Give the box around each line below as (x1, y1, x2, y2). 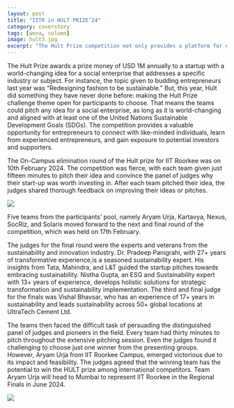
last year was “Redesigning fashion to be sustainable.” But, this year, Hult (7, 84, 217, 92)
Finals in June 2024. (7, 380, 66, 389)
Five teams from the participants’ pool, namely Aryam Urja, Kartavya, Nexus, (7, 213, 227, 221)
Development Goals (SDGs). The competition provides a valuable (7, 121, 194, 129)
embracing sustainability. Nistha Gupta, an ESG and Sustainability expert (7, 271, 215, 278)
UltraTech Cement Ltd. (7, 308, 72, 315)
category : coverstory (7, 23, 70, 30)
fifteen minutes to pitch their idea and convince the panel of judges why (7, 171, 214, 180)
